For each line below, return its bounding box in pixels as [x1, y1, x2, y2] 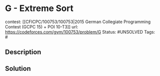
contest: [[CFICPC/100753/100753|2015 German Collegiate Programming [5, 19, 151, 25]
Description [5, 48, 41, 56]
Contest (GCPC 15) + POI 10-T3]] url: [5, 24, 79, 29]
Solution [5, 64, 31, 73]
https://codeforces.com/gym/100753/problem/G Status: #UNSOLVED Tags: [5, 29, 155, 35]
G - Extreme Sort [5, 3, 74, 14]
